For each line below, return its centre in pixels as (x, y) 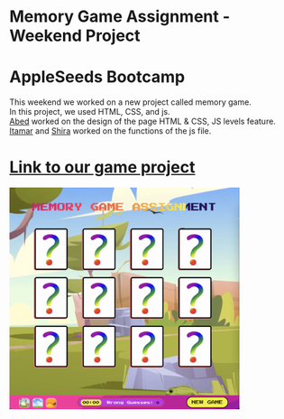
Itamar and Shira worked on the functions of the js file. (110, 131)
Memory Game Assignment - (120, 17)
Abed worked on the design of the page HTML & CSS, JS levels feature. (143, 121)
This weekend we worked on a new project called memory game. (131, 102)
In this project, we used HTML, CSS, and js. (90, 112)
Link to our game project (102, 168)
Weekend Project (75, 36)
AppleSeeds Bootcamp (97, 77)
